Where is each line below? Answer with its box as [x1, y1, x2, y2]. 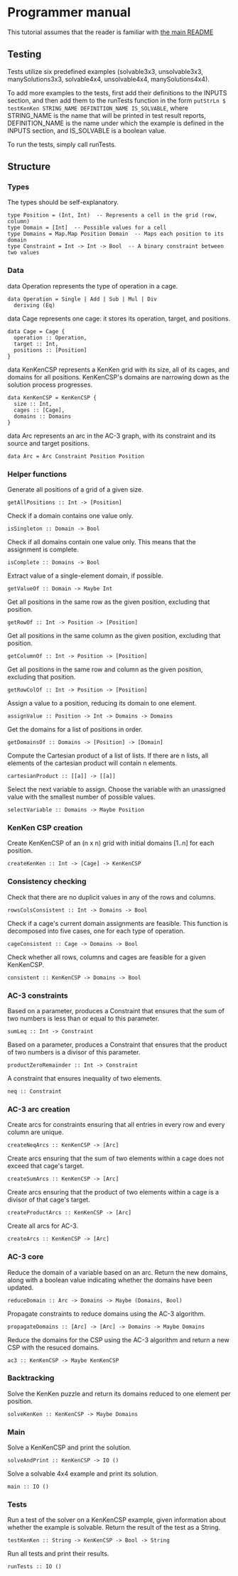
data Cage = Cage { [7, 328, 65, 335]
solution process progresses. [7, 380, 93, 389]
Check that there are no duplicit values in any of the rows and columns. [7, 892, 216, 901]
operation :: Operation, [13, 334, 87, 341]
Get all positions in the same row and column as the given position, [7, 665, 203, 674]
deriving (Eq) [13, 301, 55, 309]
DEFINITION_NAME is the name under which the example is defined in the [7, 119, 225, 127]
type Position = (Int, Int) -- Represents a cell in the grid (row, [7, 212, 218, 219]
